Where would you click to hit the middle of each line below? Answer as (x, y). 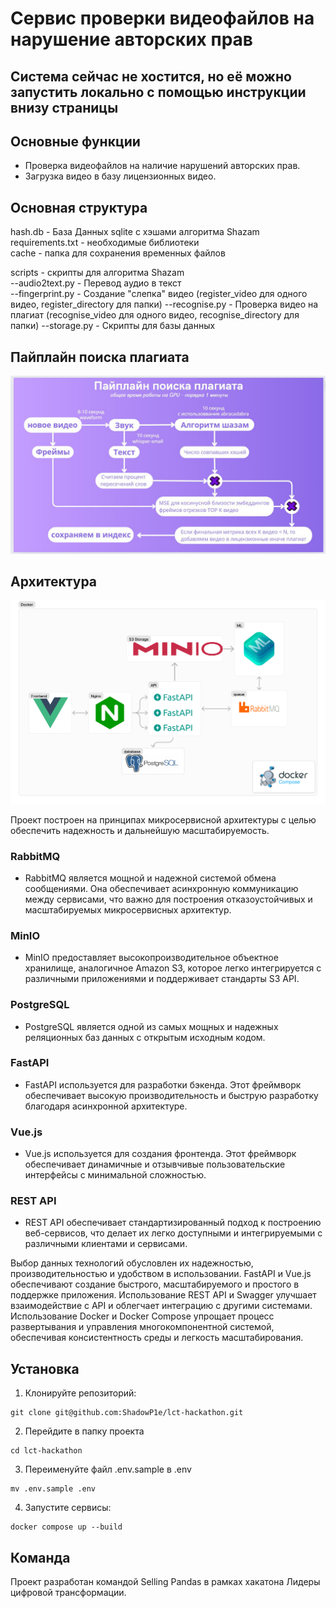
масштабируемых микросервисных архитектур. (128, 909)
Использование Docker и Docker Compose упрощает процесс (142, 1316)
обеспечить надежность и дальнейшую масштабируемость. (140, 830)
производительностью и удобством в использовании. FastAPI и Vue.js (161, 1274)
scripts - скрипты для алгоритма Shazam (97, 273)
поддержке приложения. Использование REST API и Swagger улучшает (163, 1295)
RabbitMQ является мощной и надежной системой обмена (150, 878)
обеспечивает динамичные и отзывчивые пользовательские (155, 1164)
